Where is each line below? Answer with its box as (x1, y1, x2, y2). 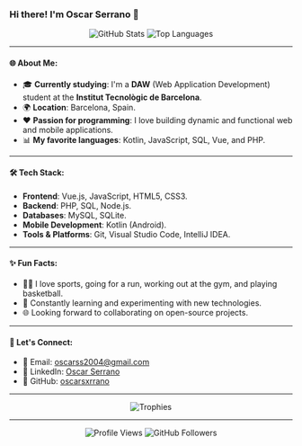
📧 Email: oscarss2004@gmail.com (22, 357, 150, 368)
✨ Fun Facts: (9, 258, 58, 269)
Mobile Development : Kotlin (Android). (22, 219, 167, 230)
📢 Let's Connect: (9, 336, 74, 347)
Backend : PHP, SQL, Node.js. (22, 200, 132, 210)
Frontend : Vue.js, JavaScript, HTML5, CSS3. (22, 191, 188, 201)
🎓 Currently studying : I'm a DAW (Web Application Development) (22, 78, 271, 89)
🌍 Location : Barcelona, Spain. (22, 102, 137, 112)
